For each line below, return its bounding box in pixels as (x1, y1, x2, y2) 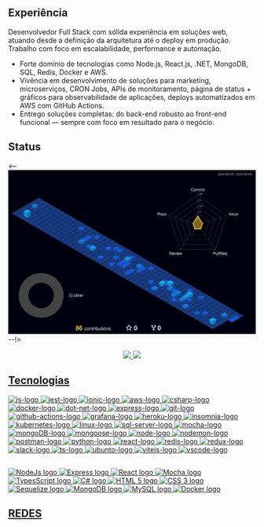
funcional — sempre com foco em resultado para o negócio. (19, 117, 214, 126)
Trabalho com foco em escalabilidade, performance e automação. (8, 43, 222, 53)
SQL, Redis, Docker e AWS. (19, 67, 108, 77)
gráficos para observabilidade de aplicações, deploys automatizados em (19, 92, 255, 101)
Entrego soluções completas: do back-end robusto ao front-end (19, 109, 227, 119)
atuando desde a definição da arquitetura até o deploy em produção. (8, 35, 231, 45)
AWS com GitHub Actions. (19, 101, 104, 110)
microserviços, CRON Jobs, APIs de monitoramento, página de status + (19, 84, 251, 93)
